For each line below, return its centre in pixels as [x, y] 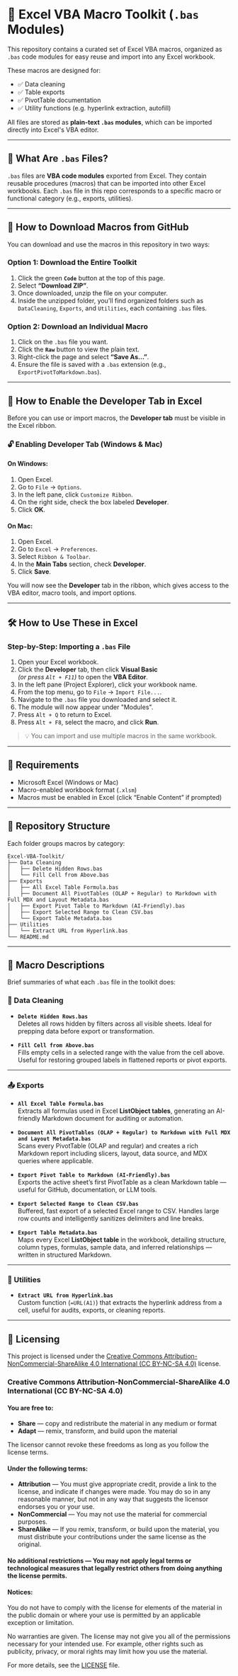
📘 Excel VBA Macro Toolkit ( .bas [103, 15]
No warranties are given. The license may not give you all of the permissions [119, 1636]
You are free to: [30, 1408]
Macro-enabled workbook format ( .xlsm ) [77, 790]
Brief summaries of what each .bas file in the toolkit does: [91, 982]
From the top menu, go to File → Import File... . [90, 692]
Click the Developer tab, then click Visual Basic [87, 669]
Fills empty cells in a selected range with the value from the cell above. [121, 1052]
